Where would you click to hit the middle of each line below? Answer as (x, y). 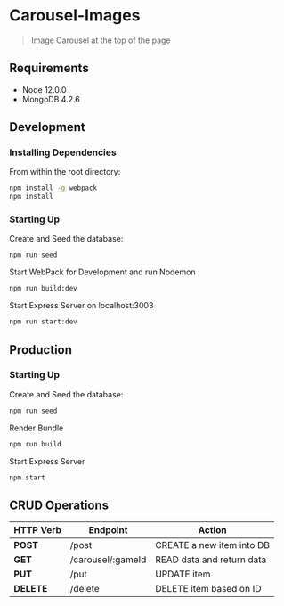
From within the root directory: (65, 172)
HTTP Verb (38, 530)
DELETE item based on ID (208, 589)
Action (212, 530)
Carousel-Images (75, 16)
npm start (28, 478)
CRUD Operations (59, 505)
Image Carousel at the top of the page (101, 40)
